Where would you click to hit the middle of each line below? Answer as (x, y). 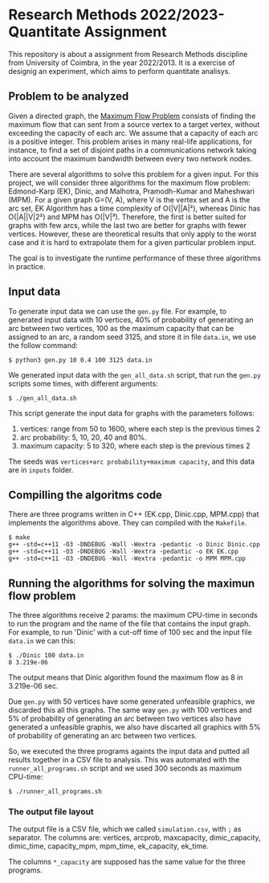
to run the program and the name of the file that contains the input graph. (130, 623)
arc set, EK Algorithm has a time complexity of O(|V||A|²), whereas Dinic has (134, 208)
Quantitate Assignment (88, 32)
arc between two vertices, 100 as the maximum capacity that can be (121, 328)
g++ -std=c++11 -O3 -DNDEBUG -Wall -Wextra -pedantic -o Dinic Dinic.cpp (134, 545)
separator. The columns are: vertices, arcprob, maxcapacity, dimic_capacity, (134, 838)
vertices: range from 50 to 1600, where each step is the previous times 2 (140, 428)
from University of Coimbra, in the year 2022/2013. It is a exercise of (122, 63)
